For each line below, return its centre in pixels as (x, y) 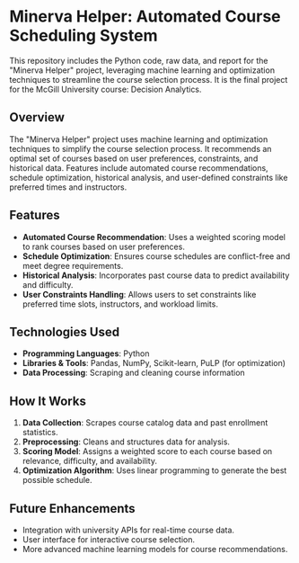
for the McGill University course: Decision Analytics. (106, 89)
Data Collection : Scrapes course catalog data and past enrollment (145, 423)
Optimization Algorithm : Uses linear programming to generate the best (154, 470)
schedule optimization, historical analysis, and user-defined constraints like (149, 177)
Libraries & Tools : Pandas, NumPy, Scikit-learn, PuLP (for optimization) (154, 363)
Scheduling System (84, 36)
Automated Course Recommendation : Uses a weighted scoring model (154, 237)
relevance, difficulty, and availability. (89, 461)
